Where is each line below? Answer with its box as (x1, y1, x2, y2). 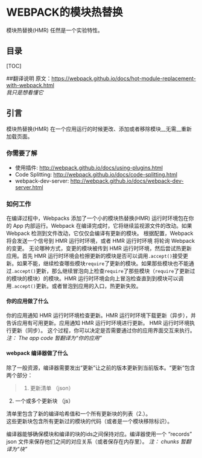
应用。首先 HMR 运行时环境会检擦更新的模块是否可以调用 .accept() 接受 (6, 253, 183, 260)
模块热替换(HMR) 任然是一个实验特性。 (6, 27, 104, 34)
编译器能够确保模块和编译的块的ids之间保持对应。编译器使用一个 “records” (6, 430, 192, 438)
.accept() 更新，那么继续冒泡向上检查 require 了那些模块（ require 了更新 (11, 268, 190, 275)
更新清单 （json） (30, 384, 74, 392)
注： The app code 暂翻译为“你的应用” (6, 334, 103, 342)
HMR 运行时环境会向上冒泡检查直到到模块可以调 (64, 275, 184, 282)
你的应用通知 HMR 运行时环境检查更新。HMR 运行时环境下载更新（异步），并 (6, 312, 196, 319)
